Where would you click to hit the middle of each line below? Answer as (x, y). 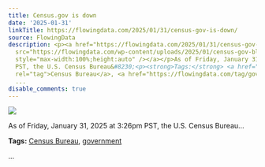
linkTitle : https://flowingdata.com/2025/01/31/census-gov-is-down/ (123, 30)
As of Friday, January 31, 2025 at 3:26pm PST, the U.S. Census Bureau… (126, 126)
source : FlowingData (42, 37)
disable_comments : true (47, 89)
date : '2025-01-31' (40, 23)
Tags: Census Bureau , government (65, 141)
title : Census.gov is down (52, 15)
